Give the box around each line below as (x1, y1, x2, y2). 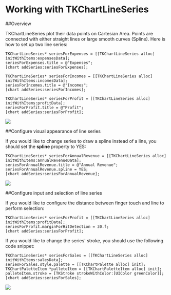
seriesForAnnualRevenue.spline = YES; (5, 166, 88, 172)
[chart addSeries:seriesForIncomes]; (5, 87, 86, 92)
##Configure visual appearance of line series (5, 128, 101, 134)
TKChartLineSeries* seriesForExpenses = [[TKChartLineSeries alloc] (5, 51, 155, 56)
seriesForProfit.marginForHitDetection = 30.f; (5, 224, 109, 229)
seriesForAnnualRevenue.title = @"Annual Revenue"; (5, 162, 118, 167)
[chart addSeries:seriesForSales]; (5, 275, 82, 280)
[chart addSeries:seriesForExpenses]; (5, 65, 88, 70)
